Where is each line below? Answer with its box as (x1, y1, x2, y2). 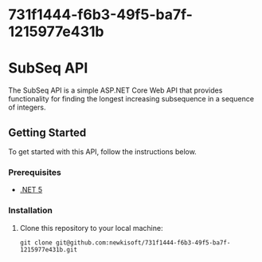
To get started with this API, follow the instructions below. (8, 146, 197, 157)
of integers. (8, 102, 46, 113)
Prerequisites (8, 166, 61, 177)
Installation (8, 205, 53, 216)
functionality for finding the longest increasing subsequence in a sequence (8, 94, 255, 104)
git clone (19, 238, 53, 247)
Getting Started (8, 125, 87, 139)
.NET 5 (19, 185, 43, 195)
